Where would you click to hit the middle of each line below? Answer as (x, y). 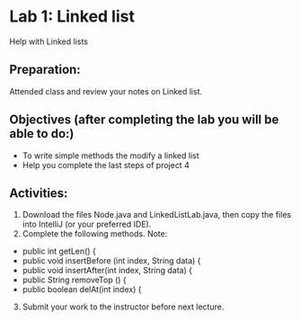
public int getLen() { (59, 251)
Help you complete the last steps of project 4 (106, 165)
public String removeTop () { (75, 280)
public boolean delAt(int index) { (82, 290)
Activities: (39, 193)
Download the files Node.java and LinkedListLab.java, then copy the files (157, 215)
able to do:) (42, 134)
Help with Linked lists (49, 41)
